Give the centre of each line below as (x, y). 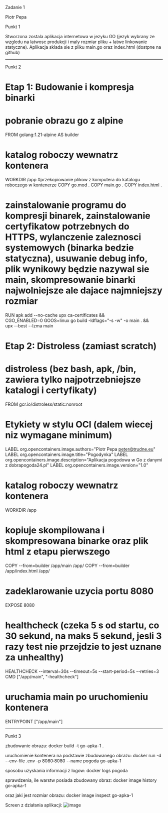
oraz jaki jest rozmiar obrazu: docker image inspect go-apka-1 (69, 795)
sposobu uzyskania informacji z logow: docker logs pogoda (66, 770)
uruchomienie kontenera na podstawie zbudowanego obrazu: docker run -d (83, 755)
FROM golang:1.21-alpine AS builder (42, 135)
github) (12, 52)
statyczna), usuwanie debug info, (76, 259)
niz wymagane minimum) (59, 435)
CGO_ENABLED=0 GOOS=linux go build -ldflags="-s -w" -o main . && (77, 320)
